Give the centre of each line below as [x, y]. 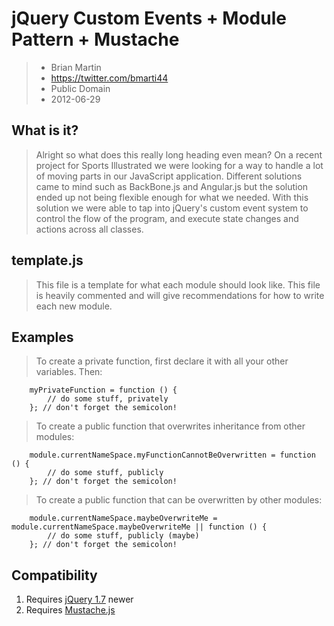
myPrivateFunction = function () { [103, 390]
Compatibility [54, 575]
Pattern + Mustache [95, 39]
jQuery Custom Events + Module [149, 18]
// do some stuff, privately [108, 399]
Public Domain [80, 88]
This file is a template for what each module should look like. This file [178, 284]
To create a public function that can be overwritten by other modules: [179, 500]
